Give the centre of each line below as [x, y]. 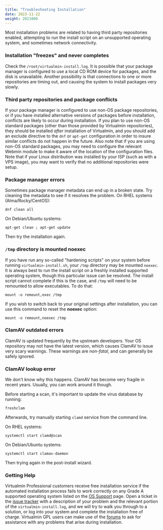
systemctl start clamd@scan [34, 436]
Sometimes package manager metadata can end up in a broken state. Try [79, 190]
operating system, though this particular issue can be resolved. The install [79, 275]
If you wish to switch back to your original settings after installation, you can [81, 304]
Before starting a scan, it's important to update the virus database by [74, 394]
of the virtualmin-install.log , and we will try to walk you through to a [76, 507]
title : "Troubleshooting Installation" [45, 10]
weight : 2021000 [21, 19]
